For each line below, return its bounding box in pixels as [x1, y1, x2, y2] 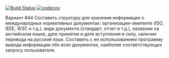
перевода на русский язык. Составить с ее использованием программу [5, 36, 163, 42]
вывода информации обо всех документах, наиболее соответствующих [5, 42, 162, 48]
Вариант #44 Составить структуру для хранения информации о [5, 15, 145, 20]
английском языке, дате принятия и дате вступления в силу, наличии [5, 31, 157, 37]
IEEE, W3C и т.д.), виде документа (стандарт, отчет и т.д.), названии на [5, 25, 159, 32]
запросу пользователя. [5, 47, 56, 53]
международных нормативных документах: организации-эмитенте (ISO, [5, 20, 164, 26]
